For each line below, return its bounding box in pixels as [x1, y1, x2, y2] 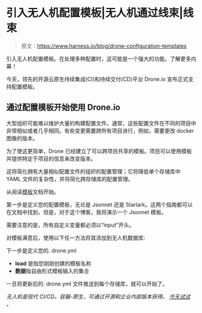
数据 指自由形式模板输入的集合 [14, 267, 89, 274]
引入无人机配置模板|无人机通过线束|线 [6, 6, 194, 20]
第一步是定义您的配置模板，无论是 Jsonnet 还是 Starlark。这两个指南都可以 [6, 201, 193, 208]
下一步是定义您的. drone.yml [6, 247, 77, 254]
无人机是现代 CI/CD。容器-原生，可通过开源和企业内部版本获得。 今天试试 [6, 292, 191, 300]
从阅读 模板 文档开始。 [6, 188, 59, 195]
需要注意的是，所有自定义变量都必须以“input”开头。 [6, 221, 134, 229]
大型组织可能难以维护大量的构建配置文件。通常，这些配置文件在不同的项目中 [6, 119, 197, 127]
